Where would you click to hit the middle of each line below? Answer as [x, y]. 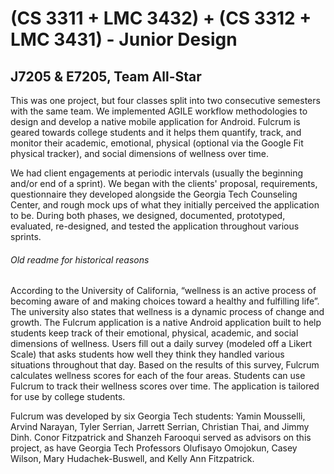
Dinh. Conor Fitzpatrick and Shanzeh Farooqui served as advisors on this [161, 438]
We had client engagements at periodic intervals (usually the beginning [157, 173]
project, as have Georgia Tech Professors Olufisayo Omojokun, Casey [154, 448]
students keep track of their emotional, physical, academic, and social [154, 333]
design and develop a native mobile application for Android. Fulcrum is [155, 121]
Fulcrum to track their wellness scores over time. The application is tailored [165, 386]
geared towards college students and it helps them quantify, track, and [156, 132]
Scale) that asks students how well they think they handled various [147, 354]
